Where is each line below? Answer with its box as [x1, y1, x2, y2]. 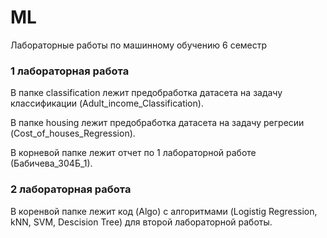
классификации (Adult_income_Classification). [10, 97, 204, 110]
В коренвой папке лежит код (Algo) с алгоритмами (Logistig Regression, [10, 205, 318, 217]
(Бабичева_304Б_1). [10, 157, 93, 170]
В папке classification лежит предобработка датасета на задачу [10, 87, 283, 99]
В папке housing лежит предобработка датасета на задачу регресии [10, 117, 305, 129]
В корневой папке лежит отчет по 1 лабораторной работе [10, 147, 257, 159]
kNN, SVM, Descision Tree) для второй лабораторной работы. [10, 216, 273, 228]
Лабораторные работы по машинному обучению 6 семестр [10, 39, 268, 51]
